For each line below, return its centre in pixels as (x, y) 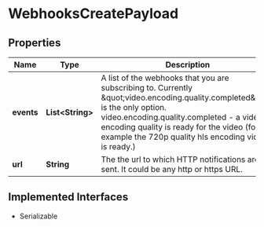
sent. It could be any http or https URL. (172, 169)
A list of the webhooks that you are (165, 78)
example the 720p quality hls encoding (173, 137)
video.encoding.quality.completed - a (171, 117)
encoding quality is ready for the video (172, 127)
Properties (35, 43)
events (25, 112)
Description (188, 65)
